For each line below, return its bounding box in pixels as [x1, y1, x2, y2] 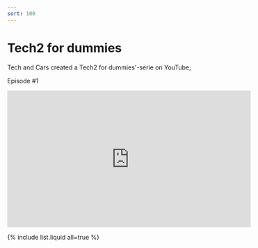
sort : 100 [7, 10, 36, 17]
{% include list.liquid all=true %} [7, 233, 99, 241]
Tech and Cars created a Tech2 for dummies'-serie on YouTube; [7, 63, 191, 72]
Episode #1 [7, 76, 39, 85]
